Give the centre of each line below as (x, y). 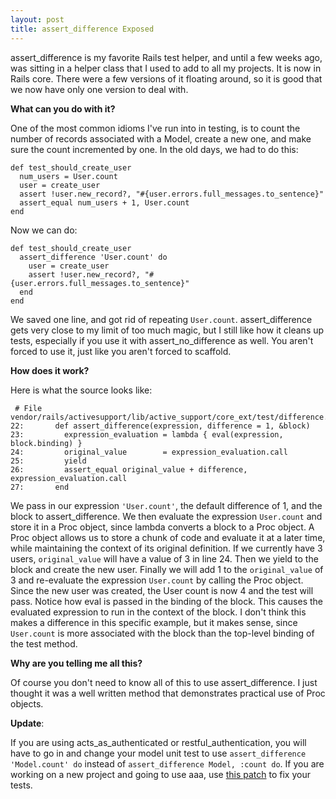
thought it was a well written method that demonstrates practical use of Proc (168, 693)
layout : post (37, 19)
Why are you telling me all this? (76, 663)
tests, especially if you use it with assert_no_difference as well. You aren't (162, 340)
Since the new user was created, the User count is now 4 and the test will (162, 590)
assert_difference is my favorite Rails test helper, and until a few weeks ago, (166, 57)
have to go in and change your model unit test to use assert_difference (158, 753)
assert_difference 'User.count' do (93, 257)
